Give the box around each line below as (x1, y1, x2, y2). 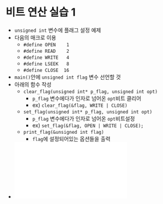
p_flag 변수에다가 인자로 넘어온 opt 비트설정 (32, 115, 135, 122)
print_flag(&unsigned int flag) (23, 129, 104, 135)
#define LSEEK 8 (23, 61, 70, 67)
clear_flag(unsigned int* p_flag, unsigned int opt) (23, 88, 158, 95)
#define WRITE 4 (23, 55, 70, 61)
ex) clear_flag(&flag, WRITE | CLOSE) (32, 101, 128, 109)
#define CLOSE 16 (23, 67, 70, 73)
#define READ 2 (23, 48, 70, 54)
